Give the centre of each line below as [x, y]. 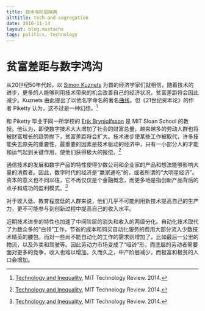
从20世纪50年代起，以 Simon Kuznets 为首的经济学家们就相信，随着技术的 [100, 85]
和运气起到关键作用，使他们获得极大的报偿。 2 [64, 152]
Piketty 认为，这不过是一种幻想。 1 [56, 108]
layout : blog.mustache [35, 29]
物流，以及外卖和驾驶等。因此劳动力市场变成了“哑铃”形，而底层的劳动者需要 [102, 244]
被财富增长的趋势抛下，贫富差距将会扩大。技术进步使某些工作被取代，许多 [100, 136]
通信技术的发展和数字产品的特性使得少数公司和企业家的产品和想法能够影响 [100, 165]
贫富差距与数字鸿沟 [55, 67]
